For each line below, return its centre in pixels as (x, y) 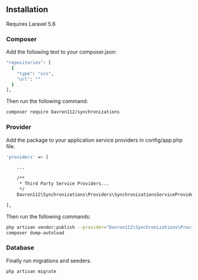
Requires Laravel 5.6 (31, 24)
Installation (27, 10)
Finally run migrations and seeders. (49, 261)
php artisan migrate (32, 271)
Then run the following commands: (49, 216)
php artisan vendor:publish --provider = (57, 227)
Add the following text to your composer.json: (61, 52)
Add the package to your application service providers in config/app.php (94, 140)
